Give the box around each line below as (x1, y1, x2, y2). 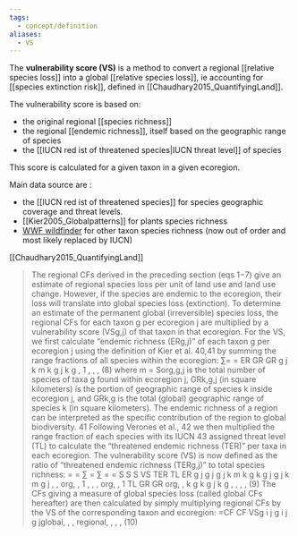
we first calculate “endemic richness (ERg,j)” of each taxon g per (30, 336, 270, 347)
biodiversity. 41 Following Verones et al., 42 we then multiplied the (30, 421, 276, 432)
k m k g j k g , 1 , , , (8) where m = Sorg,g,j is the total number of (30, 364, 266, 376)
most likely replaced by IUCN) (21, 234, 132, 246)
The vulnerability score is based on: (9, 99, 141, 110)
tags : (9, 13, 30, 22)
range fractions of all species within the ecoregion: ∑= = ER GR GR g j (30, 355, 288, 366)
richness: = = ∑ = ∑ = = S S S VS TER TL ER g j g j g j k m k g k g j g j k (30, 469, 290, 480)
